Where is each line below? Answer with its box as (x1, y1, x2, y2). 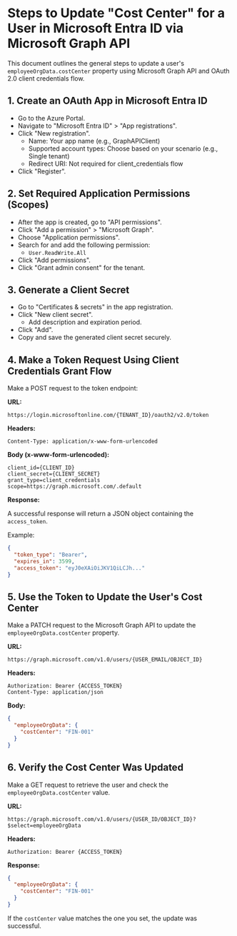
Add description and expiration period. (28, 318, 142, 326)
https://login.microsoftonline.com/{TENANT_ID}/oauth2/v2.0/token (7, 412, 209, 419)
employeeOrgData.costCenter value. (7, 787, 111, 797)
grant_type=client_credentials (7, 477, 101, 484)
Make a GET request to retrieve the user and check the (7, 780, 169, 789)
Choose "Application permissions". (17, 233, 120, 241)
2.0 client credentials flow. (7, 74, 85, 83)
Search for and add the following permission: (17, 241, 151, 249)
